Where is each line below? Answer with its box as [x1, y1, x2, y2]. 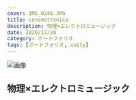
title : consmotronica [7, 16, 69, 23]
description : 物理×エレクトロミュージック [7, 22, 116, 29]
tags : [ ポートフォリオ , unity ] [7, 41, 89, 48]
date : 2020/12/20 [7, 29, 57, 36]
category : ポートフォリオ [7, 35, 74, 42]
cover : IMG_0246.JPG [7, 10, 66, 17]
